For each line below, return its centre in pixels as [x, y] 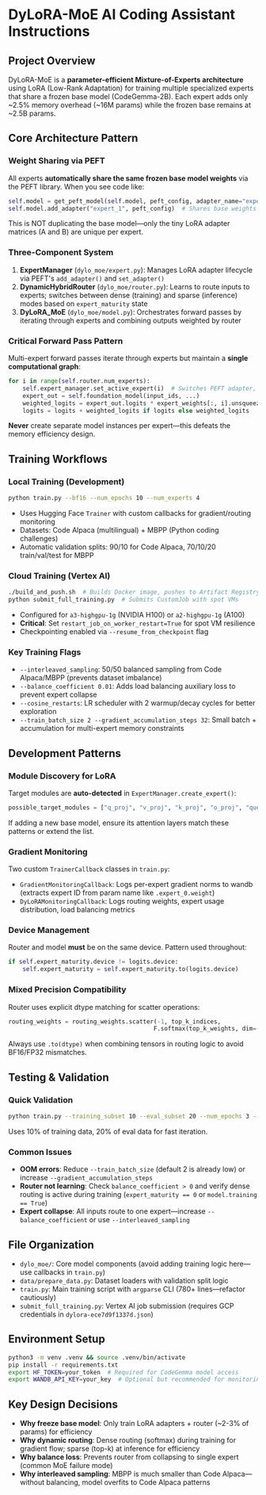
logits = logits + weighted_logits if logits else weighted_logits [136, 411]
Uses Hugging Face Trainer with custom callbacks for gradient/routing [135, 513]
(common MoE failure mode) [66, 1466]
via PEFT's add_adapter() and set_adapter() [92, 278]
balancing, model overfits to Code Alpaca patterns [128, 1482]
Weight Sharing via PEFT [57, 161]
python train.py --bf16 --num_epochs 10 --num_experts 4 [104, 498]
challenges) [39, 538]
